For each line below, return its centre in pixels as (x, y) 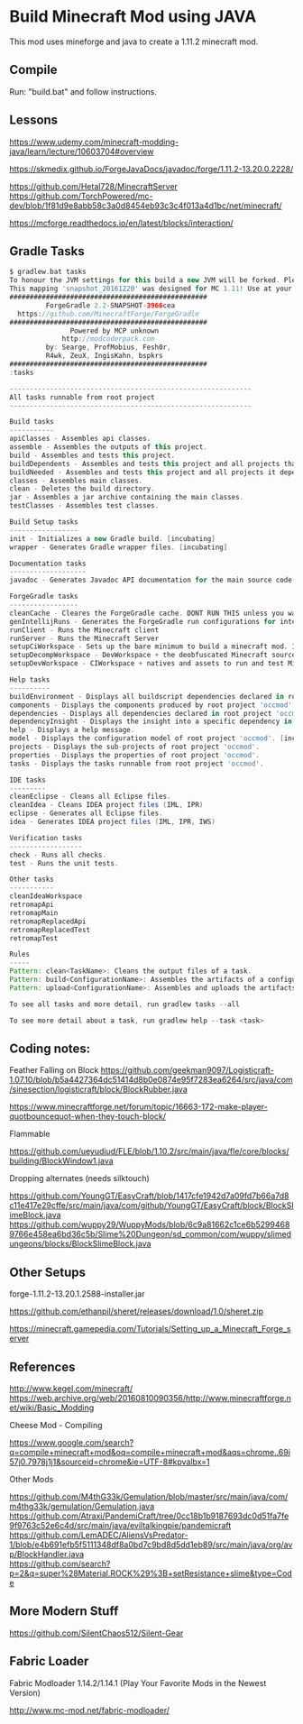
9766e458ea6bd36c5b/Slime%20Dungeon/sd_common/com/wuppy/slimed (150, 1234)
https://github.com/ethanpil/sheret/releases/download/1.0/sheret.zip (137, 1311)
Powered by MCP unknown (115, 331)
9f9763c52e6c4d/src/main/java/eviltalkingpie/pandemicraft (120, 1525)
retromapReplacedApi (48, 922)
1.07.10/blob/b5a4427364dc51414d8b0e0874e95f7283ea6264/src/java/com (151, 1080)
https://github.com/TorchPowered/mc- (81, 196)
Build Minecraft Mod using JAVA (133, 17)
